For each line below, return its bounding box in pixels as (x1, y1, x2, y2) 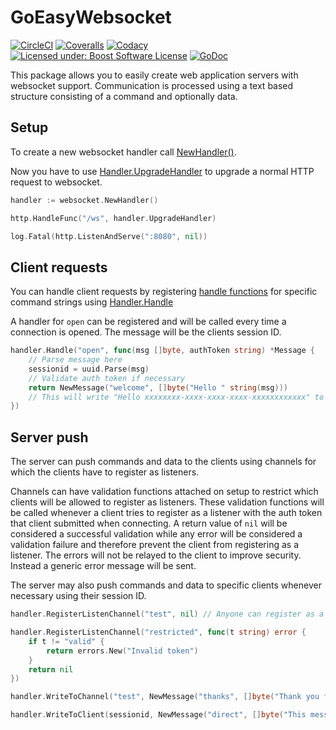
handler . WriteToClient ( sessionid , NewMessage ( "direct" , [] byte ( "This (10, 710, 307, 720)
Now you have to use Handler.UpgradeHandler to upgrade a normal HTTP (10, 165, 315, 177)
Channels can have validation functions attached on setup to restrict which (10, 486, 319, 498)
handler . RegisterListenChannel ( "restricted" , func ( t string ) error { (10, 627, 307, 637)
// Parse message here (28, 355, 123, 365)
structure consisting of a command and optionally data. (10, 90, 238, 102)
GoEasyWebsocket (10, 6, 172, 29)
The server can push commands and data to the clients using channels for (10, 456, 317, 468)
